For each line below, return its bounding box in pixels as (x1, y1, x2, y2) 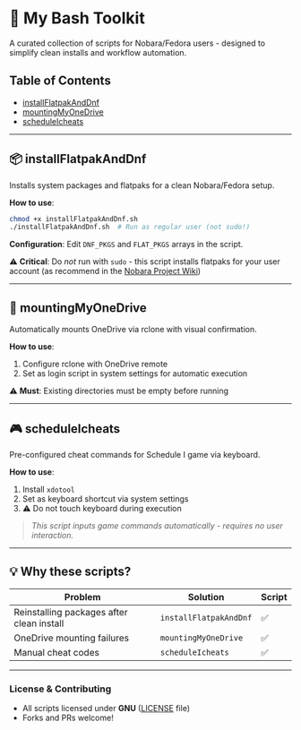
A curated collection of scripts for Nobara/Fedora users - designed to (9, 38, 266, 48)
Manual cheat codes (13, 646, 100, 658)
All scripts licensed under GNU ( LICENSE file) (21, 703, 191, 714)
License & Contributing (9, 683, 112, 695)
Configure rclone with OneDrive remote (21, 358, 168, 370)
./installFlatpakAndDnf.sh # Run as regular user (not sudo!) (9, 223, 251, 232)
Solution (187, 590, 225, 603)
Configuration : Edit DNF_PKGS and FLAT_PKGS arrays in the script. (9, 239, 244, 250)
